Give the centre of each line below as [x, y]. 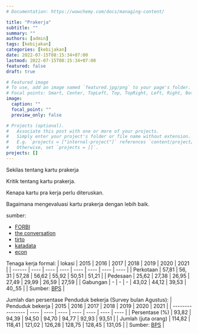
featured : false [26, 66]
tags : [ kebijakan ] [29, 44]
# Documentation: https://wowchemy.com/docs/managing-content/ [85, 11]
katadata [25, 246]
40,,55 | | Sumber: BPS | [35, 288]
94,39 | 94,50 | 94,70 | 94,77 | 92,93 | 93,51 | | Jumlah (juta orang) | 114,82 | [98, 318]
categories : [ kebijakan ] [37, 50]
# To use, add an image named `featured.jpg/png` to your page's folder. [99, 88]
